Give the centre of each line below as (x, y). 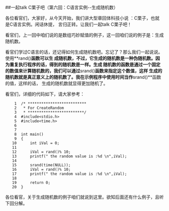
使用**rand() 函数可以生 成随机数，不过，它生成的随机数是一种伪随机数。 (80, 58)
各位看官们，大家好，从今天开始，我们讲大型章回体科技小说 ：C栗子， (78, 18)
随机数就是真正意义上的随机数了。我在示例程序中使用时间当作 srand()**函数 (83, 77)
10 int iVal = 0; (35, 143)
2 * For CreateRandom (39, 108)
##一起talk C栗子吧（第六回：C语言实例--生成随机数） (62, 7)
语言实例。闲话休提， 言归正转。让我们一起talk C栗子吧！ (72, 24)
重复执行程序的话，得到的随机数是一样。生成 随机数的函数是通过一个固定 (85, 65)
